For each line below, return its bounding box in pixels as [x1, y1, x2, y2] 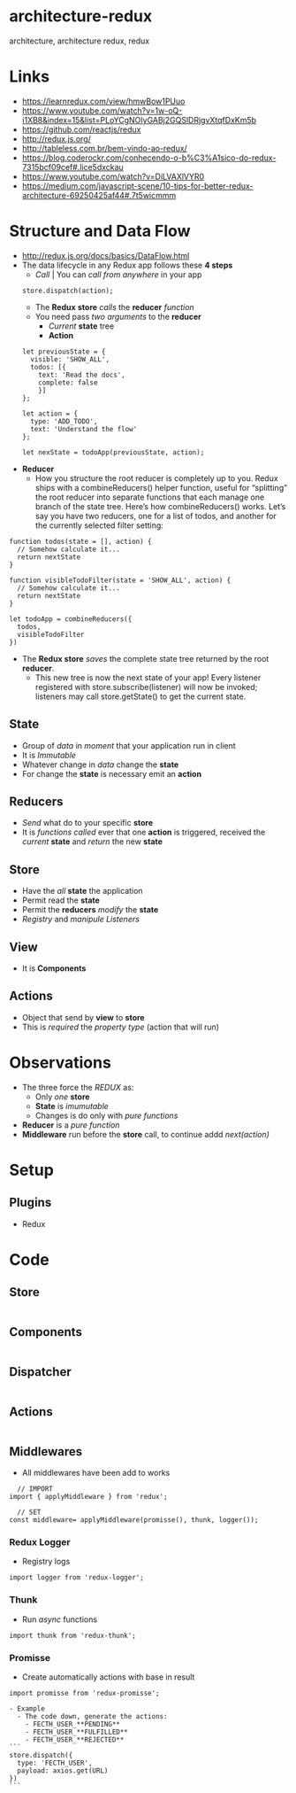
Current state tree [48, 321, 115, 331]
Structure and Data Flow [9, 221, 191, 241]
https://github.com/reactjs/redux [21, 124, 141, 135]
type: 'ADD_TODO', [30, 416, 98, 426]
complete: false [38, 378, 98, 387]
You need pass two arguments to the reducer [34, 311, 201, 322]
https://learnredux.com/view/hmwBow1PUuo [21, 96, 186, 106]
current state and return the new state [21, 836, 163, 847]
